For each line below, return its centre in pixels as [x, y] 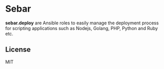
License [18, 49]
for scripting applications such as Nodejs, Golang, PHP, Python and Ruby [82, 28]
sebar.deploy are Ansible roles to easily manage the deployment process [82, 23]
